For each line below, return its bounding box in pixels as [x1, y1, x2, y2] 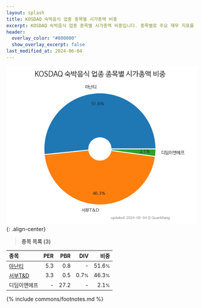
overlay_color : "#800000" [11, 35, 77, 42]
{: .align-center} [6, 225, 47, 232]
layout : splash [6, 10, 45, 16]
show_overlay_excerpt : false [11, 42, 85, 48]
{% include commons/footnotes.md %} [6, 295, 104, 303]
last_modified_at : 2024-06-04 [6, 48, 83, 54]
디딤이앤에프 [8, 281, 39, 289]
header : [6, 29, 26, 35]
